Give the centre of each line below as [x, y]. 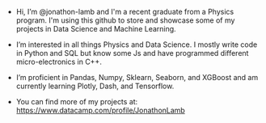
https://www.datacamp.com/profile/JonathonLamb [101, 110]
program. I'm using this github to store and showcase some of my [125, 20]
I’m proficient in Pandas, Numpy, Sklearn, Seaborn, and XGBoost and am [137, 77]
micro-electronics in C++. [59, 61]
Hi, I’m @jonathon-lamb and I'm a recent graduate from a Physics [125, 12]
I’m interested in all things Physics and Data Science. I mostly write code [137, 45]
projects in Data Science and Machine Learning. [96, 29]
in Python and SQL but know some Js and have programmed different [132, 53]
